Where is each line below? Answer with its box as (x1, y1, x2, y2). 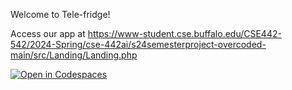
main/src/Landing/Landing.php (10, 49, 138, 61)
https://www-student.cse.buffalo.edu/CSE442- (87, 28, 282, 39)
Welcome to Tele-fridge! (10, 9, 111, 20)
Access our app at (10, 28, 86, 39)
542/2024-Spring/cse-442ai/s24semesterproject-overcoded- (10, 39, 267, 50)
